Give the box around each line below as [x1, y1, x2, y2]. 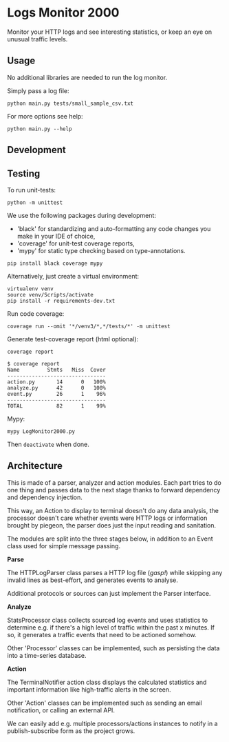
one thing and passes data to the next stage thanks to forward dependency [7, 485, 221, 494]
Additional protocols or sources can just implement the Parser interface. [7, 589, 211, 597]
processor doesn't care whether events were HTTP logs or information [7, 514, 208, 522]
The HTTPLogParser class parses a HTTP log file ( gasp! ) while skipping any [7, 568, 223, 576]
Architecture [7, 460, 63, 472]
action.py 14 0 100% [7, 378, 107, 385]
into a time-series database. [7, 651, 87, 659]
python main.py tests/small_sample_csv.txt [7, 100, 134, 107]
